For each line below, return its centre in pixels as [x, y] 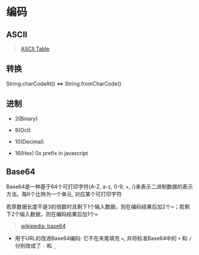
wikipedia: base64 [43, 226]
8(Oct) [23, 130]
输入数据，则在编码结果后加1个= [59, 214]
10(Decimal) [29, 141]
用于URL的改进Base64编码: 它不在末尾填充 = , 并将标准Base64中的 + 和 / [103, 238]
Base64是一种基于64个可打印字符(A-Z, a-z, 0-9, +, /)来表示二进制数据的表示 [99, 187]
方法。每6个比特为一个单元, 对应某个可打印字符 [64, 194]
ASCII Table [35, 49]
